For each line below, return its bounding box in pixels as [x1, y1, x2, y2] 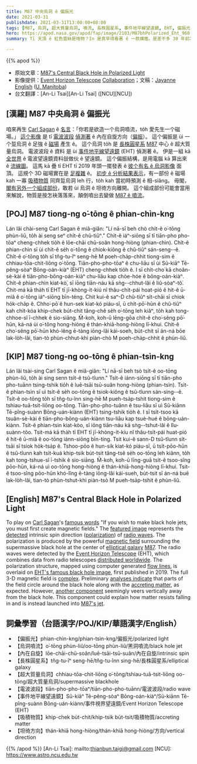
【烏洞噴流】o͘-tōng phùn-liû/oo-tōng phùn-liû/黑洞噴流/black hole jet [14, 643, 183, 650]
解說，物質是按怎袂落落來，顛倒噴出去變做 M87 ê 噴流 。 [11, 191, 148, 198]
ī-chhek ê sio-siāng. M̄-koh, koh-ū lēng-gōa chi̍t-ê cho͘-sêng [29, 314, 176, 321]
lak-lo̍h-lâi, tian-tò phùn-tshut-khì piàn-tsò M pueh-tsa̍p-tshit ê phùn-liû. [6, 476, 181, 484]
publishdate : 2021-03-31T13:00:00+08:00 [6, 19, 107, 25]
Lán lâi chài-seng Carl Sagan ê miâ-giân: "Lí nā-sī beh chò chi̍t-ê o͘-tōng [6, 225, 181, 232]
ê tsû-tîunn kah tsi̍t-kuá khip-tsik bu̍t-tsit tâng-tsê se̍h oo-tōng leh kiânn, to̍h [6, 449, 191, 457]
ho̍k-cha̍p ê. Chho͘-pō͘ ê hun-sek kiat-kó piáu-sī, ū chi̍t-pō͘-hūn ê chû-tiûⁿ [6, 300, 182, 307]
